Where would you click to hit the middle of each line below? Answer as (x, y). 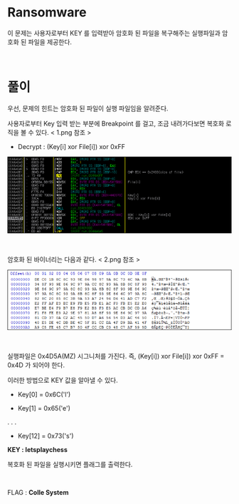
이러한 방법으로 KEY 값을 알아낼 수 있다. (63, 380)
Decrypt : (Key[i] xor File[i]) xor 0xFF (71, 146)
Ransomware (47, 12)
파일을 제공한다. (50, 42)
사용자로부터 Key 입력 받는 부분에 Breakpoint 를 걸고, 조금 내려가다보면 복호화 (116, 123)
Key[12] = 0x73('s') (46, 436)
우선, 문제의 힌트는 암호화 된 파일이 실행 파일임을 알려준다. (88, 108)
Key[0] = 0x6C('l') (44, 394)
